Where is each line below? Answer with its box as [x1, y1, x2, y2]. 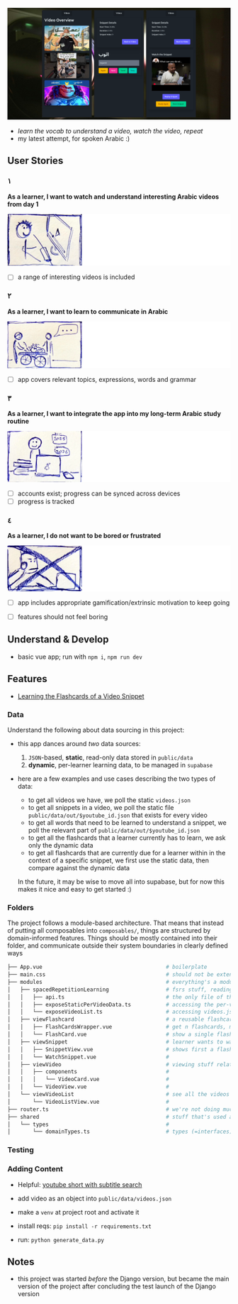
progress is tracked [17, 497, 74, 505]
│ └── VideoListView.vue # [7, 1098, 170, 1105]
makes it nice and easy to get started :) [17, 884, 132, 893]
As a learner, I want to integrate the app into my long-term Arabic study [7, 409, 222, 417]
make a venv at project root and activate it [17, 1207, 140, 1216]
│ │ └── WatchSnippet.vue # [7, 1053, 170, 1061]
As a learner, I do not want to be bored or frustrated [7, 531, 161, 539]
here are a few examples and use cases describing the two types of [17, 774, 216, 783]
